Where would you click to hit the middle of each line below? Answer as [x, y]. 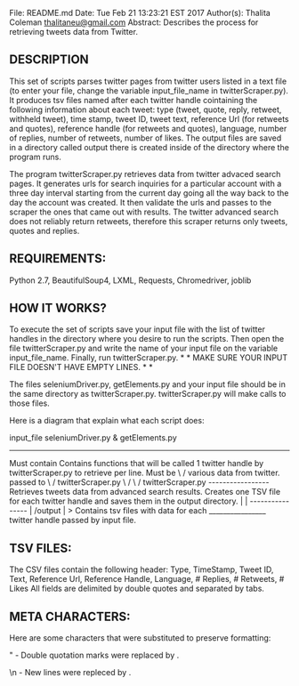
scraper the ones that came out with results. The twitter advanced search [144, 212]
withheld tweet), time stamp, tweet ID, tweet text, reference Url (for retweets [149, 118]
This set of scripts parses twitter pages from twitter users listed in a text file [148, 81]
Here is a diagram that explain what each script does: [107, 421]
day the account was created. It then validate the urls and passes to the [141, 202]
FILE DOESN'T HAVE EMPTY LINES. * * [81, 367]
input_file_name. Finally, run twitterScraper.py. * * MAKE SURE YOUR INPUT [149, 358]
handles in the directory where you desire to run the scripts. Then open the [147, 339]
